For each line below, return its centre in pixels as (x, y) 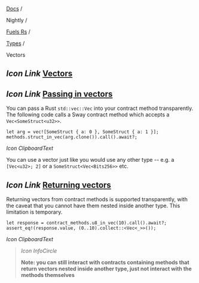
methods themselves (48, 275)
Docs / (14, 9)
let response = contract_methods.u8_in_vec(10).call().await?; (87, 223)
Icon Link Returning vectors (59, 185)
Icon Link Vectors (39, 74)
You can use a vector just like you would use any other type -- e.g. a (90, 160)
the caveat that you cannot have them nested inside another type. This (93, 206)
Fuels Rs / (19, 32)
